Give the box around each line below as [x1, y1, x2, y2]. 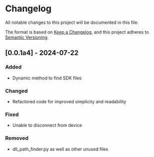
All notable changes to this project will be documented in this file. [5, 19, 139, 25]
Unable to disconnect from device [12, 122, 82, 128]
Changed [5, 87, 28, 94]
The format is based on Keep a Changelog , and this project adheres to [5, 29, 149, 35]
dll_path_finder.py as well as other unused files [12, 146, 108, 152]
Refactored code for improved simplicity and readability [12, 98, 127, 104]
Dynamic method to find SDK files [12, 75, 82, 81]
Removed [5, 135, 29, 142]
